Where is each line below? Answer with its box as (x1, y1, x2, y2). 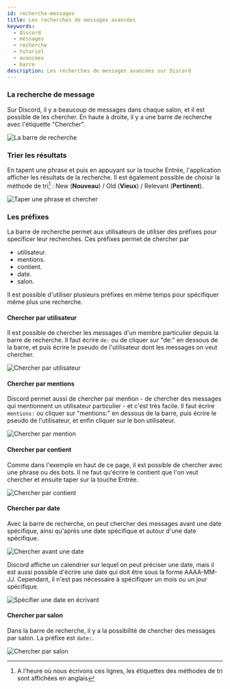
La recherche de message (7, 90, 95, 99)
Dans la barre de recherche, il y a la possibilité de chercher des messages (7, 627, 216, 635)
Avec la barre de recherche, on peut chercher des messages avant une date (7, 519, 222, 527)
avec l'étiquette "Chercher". (7, 120, 86, 128)
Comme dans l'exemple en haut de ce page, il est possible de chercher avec (7, 460, 222, 469)
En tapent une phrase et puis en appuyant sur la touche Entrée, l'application (7, 166, 221, 175)
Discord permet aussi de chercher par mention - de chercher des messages (7, 394, 222, 403)
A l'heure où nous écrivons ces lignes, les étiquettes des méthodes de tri (16, 667, 223, 675)
